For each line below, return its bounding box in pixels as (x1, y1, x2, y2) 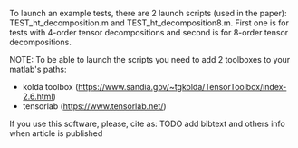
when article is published (9, 128, 103, 139)
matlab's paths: (9, 64, 67, 74)
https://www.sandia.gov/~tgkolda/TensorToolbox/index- (78, 82, 287, 92)
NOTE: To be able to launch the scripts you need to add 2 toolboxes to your (9, 54, 291, 64)
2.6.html (22, 91, 53, 102)
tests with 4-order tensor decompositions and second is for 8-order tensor (9, 27, 289, 37)
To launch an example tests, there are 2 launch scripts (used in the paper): (9, 8, 287, 18)
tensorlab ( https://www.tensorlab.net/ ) (22, 101, 167, 112)
